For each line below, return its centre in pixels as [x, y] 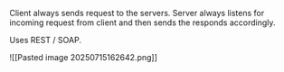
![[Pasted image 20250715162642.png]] [84, 57]
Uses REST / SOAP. [45, 40]
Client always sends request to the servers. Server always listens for [137, 13]
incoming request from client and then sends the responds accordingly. [142, 22]
